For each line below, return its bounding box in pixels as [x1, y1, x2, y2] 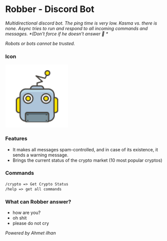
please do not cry [12, 220, 49, 226]
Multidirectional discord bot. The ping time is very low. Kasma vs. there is [5, 20, 157, 26]
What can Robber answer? [5, 198, 71, 205]
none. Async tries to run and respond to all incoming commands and [5, 25, 148, 31]
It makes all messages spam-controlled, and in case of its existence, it [12, 146, 158, 152]
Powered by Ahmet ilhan [5, 230, 56, 236]
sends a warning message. [12, 152, 69, 158]
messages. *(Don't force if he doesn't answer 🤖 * [5, 31, 108, 37]
